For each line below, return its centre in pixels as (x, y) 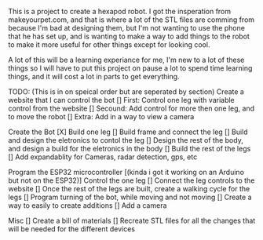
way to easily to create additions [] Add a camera (88, 205)
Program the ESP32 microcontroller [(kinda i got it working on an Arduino (126, 172)
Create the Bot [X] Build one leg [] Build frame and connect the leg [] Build (128, 132)
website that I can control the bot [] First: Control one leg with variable (122, 100)
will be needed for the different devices (72, 229)
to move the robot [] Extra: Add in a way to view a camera (101, 116)
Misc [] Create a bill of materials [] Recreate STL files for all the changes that (132, 220)
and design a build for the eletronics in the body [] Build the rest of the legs (130, 149)
